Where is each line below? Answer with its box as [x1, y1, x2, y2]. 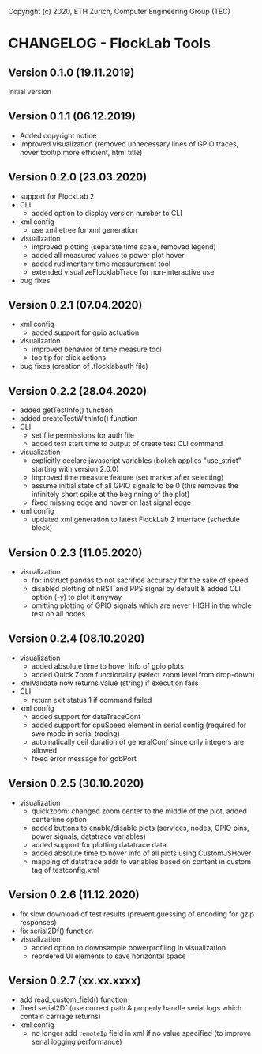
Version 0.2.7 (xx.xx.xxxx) [8, 973, 141, 988]
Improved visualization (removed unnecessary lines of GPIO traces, [19, 138, 239, 149]
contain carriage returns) [19, 1012, 101, 1022]
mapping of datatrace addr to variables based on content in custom [31, 856, 251, 866]
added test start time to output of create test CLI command [31, 439, 223, 449]
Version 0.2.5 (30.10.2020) [8, 777, 144, 790]
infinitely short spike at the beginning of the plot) [31, 490, 190, 499]
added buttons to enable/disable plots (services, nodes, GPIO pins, [31, 823, 249, 832]
